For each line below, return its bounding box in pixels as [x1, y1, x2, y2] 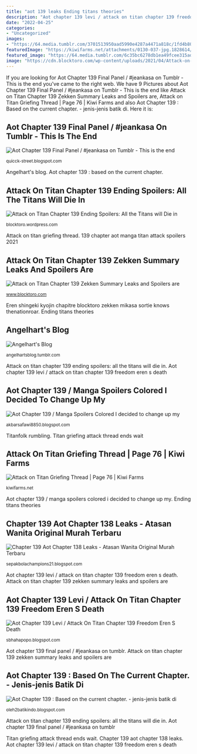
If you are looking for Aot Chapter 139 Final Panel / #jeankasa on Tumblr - [6, 74, 184, 81]
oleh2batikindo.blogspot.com [6, 706, 66, 713]
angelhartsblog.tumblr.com [6, 352, 60, 358]
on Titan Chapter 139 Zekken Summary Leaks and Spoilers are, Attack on [6, 92, 183, 100]
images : [6, 36, 25, 42]
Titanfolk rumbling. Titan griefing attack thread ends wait [6, 432, 144, 439]
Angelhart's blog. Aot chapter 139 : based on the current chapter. [6, 169, 164, 176]
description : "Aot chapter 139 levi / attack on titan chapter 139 [6, 14, 175, 20]
